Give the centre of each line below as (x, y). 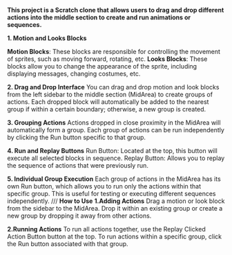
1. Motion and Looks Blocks (47, 38)
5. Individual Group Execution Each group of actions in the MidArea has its (114, 179)
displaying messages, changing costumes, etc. (74, 73)
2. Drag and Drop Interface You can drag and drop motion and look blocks (113, 87)
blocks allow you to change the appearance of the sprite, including (102, 66)
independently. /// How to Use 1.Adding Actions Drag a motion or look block (116, 201)
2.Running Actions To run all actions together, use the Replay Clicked (106, 229)
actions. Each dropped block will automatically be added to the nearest (108, 102)
